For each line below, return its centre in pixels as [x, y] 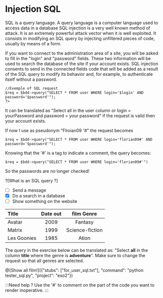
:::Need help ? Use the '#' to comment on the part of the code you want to [80, 285]
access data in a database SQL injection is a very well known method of [78, 28]
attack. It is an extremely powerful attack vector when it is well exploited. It [81, 33]
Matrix [15, 230]
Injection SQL [33, 9]
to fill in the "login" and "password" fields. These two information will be [78, 58]
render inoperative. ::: [27, 290]
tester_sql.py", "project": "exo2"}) [39, 276]
